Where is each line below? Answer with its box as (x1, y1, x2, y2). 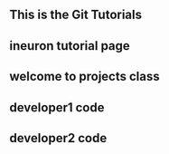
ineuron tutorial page (9, 38, 131, 53)
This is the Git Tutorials (9, 7, 143, 23)
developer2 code (9, 130, 108, 146)
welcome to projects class (9, 69, 160, 84)
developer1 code (9, 100, 105, 115)
